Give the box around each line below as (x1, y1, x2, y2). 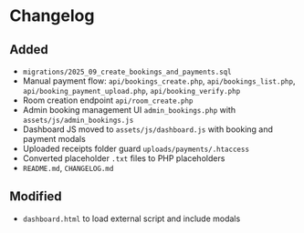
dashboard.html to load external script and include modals (22, 213, 241, 224)
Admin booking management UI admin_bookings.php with (22, 105, 236, 115)
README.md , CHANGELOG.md (22, 163, 114, 173)
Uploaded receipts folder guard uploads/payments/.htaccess (22, 143, 249, 154)
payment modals (22, 134, 87, 144)
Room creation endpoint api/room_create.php (22, 95, 194, 106)
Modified (9, 188, 62, 205)
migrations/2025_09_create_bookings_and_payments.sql (22, 67, 232, 76)
